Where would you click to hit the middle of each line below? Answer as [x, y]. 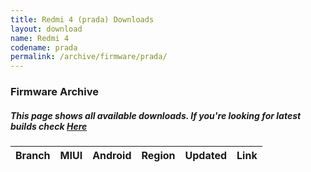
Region [158, 156]
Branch [33, 156]
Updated [206, 156]
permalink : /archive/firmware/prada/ [89, 57]
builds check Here [49, 126]
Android [112, 156]
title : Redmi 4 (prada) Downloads [82, 19]
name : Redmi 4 [40, 38]
